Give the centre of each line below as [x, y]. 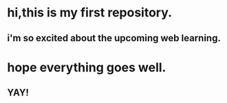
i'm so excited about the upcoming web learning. [114, 38]
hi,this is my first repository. [90, 13]
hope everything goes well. [87, 67]
